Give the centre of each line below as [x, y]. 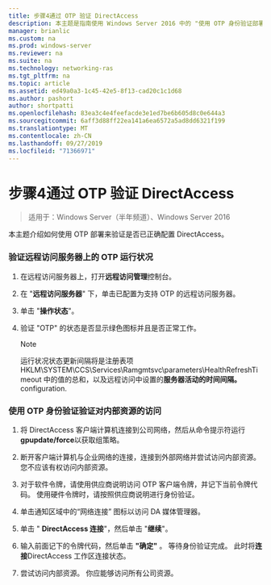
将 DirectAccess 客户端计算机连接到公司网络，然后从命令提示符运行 [133, 429]
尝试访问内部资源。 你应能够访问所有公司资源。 [99, 573]
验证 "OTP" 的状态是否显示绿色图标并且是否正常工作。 [110, 328]
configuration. [43, 388]
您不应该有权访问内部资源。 [66, 467]
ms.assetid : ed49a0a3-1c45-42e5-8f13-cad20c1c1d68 [95, 91]
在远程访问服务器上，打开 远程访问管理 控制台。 [98, 276]
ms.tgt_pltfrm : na [39, 76]
